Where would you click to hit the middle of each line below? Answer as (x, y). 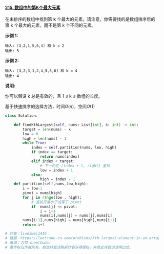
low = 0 (30, 134)
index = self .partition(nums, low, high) (74, 148)
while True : (35, 143)
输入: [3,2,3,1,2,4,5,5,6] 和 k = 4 (41, 71)
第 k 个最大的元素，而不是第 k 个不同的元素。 (51, 25)
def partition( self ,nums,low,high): (51, 184)
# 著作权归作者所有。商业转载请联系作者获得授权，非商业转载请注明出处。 (69, 247)
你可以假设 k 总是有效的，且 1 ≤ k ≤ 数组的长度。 (54, 96)
